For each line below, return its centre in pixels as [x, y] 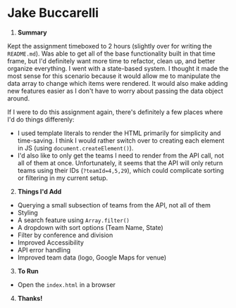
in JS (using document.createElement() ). [75, 148]
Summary [32, 32]
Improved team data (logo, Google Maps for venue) [92, 257]
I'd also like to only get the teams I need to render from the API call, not [120, 155]
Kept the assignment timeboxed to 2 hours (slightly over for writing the [110, 46]
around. [19, 98]
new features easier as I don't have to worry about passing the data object [115, 91]
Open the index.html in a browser [67, 284]
